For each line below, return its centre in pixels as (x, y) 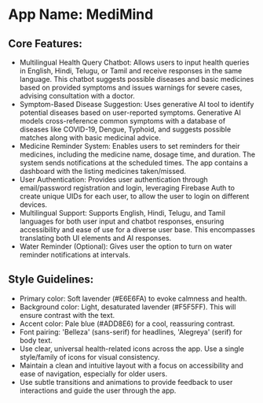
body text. (36, 340)
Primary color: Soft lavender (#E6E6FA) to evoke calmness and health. (133, 298)
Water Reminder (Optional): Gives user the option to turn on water (126, 246)
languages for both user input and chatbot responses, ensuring (122, 221)
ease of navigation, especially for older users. (93, 373)
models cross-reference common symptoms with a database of (122, 121)
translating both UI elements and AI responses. (95, 238)
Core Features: (45, 44)
